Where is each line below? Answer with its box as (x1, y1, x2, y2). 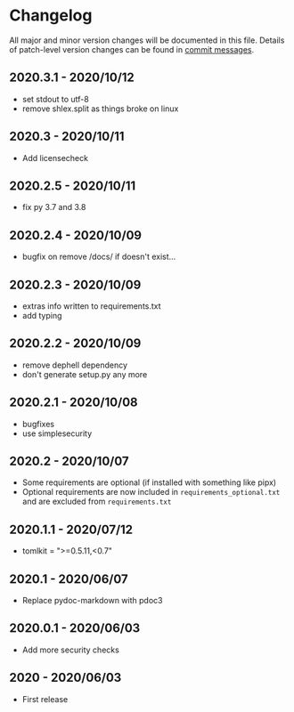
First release (21, 693, 69, 704)
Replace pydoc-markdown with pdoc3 (21, 595, 163, 606)
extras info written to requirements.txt (21, 301, 162, 311)
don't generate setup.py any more (21, 368, 148, 379)
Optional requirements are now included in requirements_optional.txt (21, 487, 281, 498)
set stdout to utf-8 (21, 93, 89, 104)
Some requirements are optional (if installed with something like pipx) (21, 477, 277, 488)
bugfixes (21, 418, 55, 429)
